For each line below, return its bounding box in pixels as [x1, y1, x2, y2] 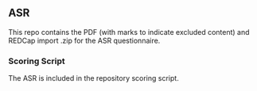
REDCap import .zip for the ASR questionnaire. [8, 36, 161, 45]
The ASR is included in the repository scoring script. [8, 74, 179, 83]
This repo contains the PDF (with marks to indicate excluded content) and [8, 27, 250, 36]
